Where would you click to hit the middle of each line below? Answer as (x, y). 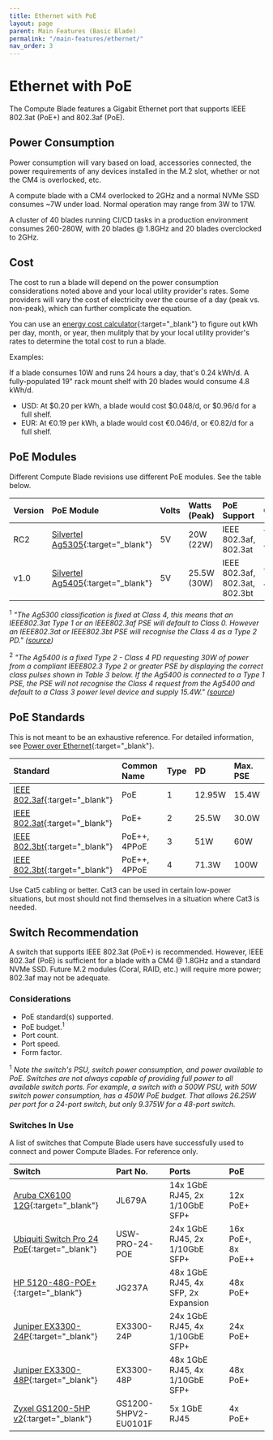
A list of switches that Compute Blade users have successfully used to (126, 1143)
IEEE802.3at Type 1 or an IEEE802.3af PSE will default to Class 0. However (134, 623)
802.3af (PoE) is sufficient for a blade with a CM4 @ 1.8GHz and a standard (135, 961)
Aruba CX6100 (42, 1196)
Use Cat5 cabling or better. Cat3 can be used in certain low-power (120, 889)
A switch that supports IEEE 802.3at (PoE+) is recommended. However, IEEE (136, 952)
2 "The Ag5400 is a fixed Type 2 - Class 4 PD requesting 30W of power (129, 657)
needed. (23, 907)
